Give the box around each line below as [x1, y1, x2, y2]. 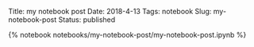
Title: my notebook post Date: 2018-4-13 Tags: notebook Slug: [8, 7, 212, 16]
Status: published [58, 15, 116, 24]
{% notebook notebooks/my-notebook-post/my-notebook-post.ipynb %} [8, 31, 247, 39]
